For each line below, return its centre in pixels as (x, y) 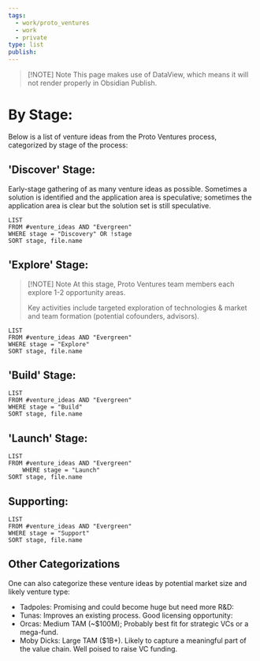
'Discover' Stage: (52, 170)
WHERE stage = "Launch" (61, 470)
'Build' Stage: (42, 375)
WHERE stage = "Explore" (49, 344)
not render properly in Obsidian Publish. (92, 83)
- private (31, 37)
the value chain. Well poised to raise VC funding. (98, 648)
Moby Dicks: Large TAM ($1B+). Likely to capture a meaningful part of (133, 640)
